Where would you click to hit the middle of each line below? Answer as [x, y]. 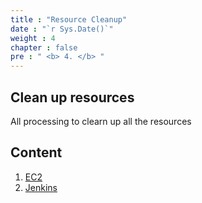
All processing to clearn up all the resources [101, 121]
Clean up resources [72, 97]
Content [36, 152]
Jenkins [41, 187]
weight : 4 [33, 38]
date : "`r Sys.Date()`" [62, 29]
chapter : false [44, 47]
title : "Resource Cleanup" [69, 19]
